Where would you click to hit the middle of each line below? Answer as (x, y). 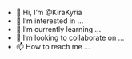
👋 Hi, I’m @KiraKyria (49, 12)
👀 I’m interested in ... (50, 21)
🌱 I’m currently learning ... (58, 29)
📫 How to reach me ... (53, 47)
